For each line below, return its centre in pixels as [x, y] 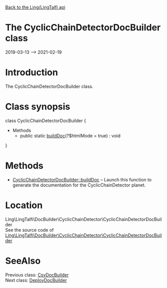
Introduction [32, 73]
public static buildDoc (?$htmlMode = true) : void [70, 136]
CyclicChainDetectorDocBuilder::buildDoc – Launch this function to [82, 179]
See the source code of [30, 230]
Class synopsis [38, 107]
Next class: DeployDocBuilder [36, 280]
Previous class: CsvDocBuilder [37, 275]
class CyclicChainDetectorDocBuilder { [46, 121]
